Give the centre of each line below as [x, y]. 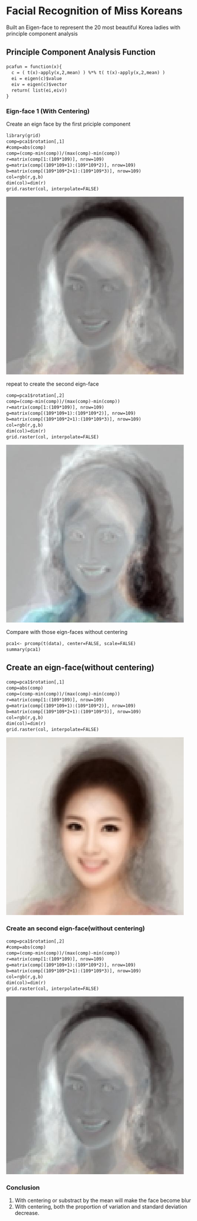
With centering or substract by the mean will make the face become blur [103, 1200]
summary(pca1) [24, 650]
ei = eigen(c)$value [37, 78]
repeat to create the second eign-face [53, 384]
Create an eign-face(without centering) [80, 668]
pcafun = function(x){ [34, 66]
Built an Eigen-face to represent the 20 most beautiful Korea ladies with [93, 27]
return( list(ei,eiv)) [39, 90]
